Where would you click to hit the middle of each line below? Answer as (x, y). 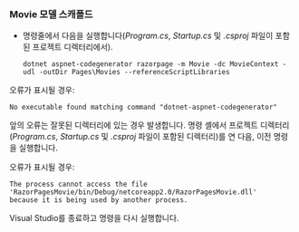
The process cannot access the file (78, 184)
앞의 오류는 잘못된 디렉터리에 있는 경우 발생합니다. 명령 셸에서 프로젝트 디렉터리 (149, 125)
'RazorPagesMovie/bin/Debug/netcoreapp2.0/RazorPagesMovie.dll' (133, 192)
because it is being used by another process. (99, 200)
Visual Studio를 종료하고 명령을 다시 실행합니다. (94, 218)
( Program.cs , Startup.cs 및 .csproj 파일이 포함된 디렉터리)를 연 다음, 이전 (140, 137)
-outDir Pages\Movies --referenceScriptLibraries (135, 72)
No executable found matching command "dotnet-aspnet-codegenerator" (144, 107)
